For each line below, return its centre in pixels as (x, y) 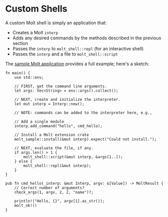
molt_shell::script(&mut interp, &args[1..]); (73, 157)
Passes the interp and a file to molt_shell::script (65, 54)
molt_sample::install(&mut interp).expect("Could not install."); (86, 139)
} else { (23, 161)
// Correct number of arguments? (49, 188)
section (20, 43)
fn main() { (18, 73)
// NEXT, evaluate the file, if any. (54, 148)
